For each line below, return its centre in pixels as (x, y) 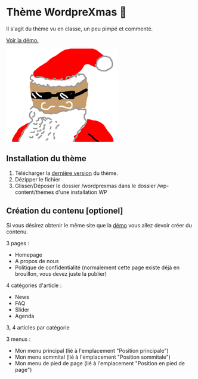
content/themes (34, 192)
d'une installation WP (81, 192)
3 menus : (18, 339)
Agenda (24, 316)
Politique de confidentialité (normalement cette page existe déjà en (97, 267)
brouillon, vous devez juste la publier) (61, 273)
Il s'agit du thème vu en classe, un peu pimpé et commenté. (80, 29)
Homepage (29, 255)
